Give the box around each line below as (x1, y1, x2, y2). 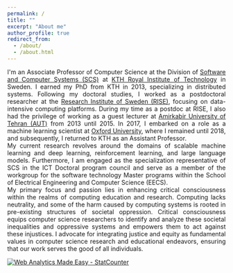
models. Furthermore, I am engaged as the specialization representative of (7, 156, 226, 164)
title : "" (7, 17, 36, 24)
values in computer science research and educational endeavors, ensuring (7, 237, 226, 245)
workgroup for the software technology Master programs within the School (7, 170, 226, 179)
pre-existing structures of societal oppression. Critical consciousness (7, 207, 226, 215)
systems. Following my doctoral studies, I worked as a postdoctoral (7, 89, 226, 98)
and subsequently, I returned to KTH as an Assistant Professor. (7, 134, 187, 142)
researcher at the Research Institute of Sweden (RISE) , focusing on (7, 97, 208, 105)
